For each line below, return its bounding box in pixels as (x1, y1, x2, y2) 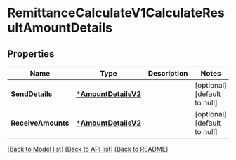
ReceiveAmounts (11, 118, 70, 128)
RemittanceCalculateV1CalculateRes (7, 5, 225, 21)
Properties (7, 48, 55, 60)
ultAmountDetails (7, 20, 112, 36)
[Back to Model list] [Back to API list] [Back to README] (7, 145, 169, 153)
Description (147, 69, 188, 78)
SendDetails (11, 89, 53, 99)
